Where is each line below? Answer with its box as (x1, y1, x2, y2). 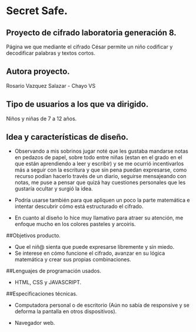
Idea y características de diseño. (6, 132, 129, 142)
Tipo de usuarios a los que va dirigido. (6, 99, 149, 110)
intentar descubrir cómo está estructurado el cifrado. (14, 203, 144, 210)
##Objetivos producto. (6, 232, 61, 239)
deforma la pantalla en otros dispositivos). (14, 308, 117, 315)
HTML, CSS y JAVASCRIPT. (14, 279, 82, 286)
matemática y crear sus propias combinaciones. (14, 256, 131, 263)
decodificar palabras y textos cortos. (6, 50, 96, 57)
